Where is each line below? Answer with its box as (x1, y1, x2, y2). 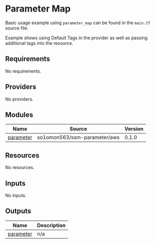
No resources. (5, 165, 35, 171)
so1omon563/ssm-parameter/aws (37, 134, 120, 141)
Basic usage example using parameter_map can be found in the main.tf (5, 20, 150, 26)
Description (37, 222, 66, 229)
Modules (5, 110, 34, 119)
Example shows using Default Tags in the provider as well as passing (5, 35, 148, 41)
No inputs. (5, 192, 27, 198)
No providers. (5, 96, 34, 102)
